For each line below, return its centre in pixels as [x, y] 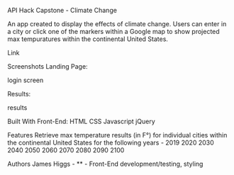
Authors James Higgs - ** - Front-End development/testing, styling [105, 164]
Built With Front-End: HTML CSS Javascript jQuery [82, 121]
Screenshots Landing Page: [48, 66]
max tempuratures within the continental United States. [88, 39]
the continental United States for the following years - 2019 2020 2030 [111, 142]
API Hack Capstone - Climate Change [62, 10]
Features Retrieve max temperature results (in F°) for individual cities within [117, 135]
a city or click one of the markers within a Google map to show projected [113, 32]
